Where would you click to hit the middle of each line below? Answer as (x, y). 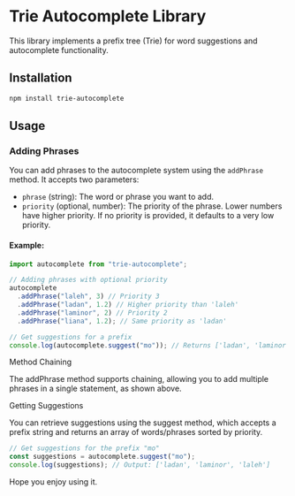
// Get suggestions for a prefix (71, 337)
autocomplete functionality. (59, 50)
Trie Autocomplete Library (108, 16)
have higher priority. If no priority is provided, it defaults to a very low (148, 216)
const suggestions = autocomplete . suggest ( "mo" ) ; (102, 457)
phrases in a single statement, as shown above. (96, 389)
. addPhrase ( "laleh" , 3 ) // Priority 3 (89, 297)
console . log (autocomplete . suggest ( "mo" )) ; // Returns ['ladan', (130, 345)
